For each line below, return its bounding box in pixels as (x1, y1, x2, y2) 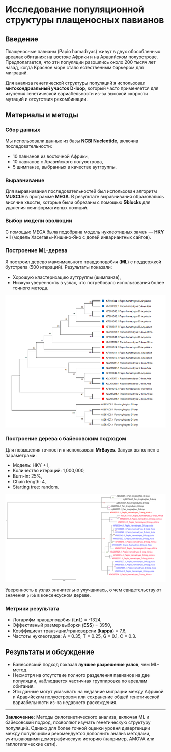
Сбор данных (5, 126, 41, 133)
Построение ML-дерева (5, 247, 68, 254)
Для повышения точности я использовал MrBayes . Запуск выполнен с (5, 446, 159, 453)
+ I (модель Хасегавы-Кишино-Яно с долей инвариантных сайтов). (5, 234, 152, 240)
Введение (5, 35, 39, 43)
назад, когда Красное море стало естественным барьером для (5, 65, 144, 70)
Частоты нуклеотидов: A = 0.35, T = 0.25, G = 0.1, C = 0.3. (12, 633, 136, 639)
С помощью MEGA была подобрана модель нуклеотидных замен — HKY (5, 229, 164, 235)
